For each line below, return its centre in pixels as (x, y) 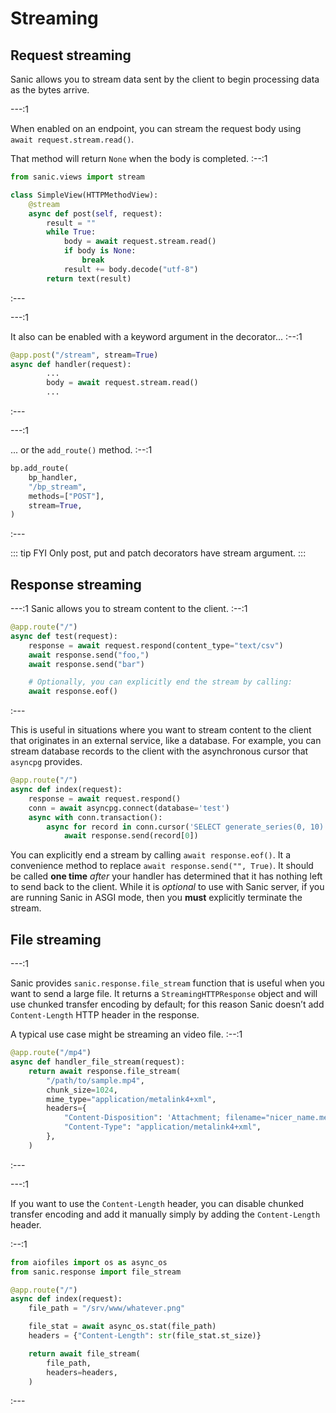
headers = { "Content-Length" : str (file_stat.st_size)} (145, 1336)
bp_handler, (53, 477)
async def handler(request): (71, 364)
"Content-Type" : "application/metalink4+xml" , (162, 1127)
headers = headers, (82, 1372)
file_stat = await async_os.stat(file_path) (122, 1327)
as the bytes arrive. (50, 90)
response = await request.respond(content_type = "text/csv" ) (156, 645)
